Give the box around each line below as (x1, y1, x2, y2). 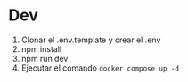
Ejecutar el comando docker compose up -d (20, 63, 180, 73)
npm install (20, 43, 62, 54)
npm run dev (20, 53, 69, 63)
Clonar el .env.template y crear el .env (20, 34, 161, 45)
